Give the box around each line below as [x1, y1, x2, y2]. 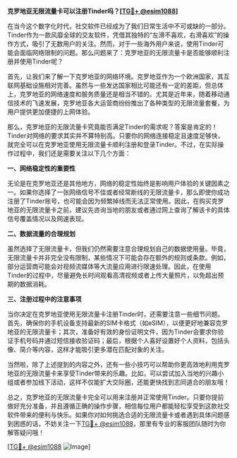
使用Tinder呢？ [19, 57, 63, 66]
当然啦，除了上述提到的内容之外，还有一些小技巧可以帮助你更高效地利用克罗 [7, 360, 230, 368]
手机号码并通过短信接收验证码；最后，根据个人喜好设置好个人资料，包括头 [13, 336, 230, 345]
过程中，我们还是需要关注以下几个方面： [13, 149, 131, 158]
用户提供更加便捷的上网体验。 [7, 107, 94, 116]
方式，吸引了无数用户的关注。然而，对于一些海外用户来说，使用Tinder [13, 40, 218, 48]
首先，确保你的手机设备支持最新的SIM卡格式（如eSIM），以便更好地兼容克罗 [7, 319, 228, 327]
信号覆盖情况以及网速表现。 [7, 215, 88, 223]
